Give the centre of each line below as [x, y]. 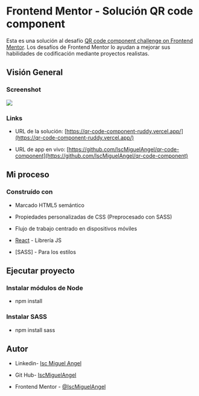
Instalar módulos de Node [45, 288]
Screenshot [24, 90]
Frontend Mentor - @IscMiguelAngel [60, 387]
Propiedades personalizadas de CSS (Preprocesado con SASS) [93, 217]
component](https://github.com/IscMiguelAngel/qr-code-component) [101, 156]
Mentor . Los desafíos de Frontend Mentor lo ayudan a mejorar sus [88, 47]
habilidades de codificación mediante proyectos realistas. [78, 53]
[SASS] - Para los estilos [46, 252]
